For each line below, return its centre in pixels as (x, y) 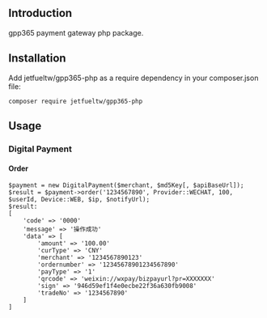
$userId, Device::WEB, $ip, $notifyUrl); (79, 200)
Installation (37, 59)
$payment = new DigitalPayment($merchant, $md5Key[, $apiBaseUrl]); (126, 185)
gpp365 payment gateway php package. (76, 32)
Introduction (40, 13)
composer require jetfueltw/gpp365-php (76, 101)
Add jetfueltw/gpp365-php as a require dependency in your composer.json (133, 78)
